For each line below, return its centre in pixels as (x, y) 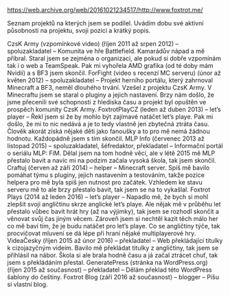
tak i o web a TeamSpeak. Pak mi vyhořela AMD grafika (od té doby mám (111, 66)
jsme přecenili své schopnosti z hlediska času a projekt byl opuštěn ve (107, 102)
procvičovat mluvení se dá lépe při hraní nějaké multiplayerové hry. (102, 233)
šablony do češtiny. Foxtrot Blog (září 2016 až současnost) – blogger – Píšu (113, 277)
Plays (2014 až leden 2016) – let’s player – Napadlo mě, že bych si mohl (108, 197)
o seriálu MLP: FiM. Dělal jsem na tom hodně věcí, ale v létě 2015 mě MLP (111, 153)
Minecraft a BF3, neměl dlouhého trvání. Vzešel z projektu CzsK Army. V (110, 87)
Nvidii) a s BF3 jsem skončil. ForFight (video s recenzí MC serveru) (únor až (114, 73)
